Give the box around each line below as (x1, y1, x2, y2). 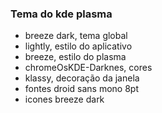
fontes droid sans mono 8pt (24, 83, 139, 95)
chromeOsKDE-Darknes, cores (24, 62, 153, 74)
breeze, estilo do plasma (24, 51, 127, 63)
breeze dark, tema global (24, 30, 128, 42)
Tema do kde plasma (10, 7, 113, 21)
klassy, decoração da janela (24, 72, 140, 84)
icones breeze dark (24, 93, 105, 106)
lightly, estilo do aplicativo (24, 40, 133, 52)
